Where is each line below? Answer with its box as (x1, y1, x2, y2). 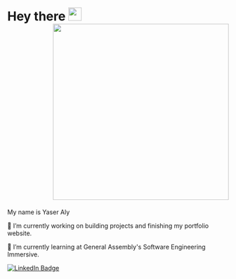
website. (7, 229, 32, 237)
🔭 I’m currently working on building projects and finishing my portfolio (7, 221, 209, 230)
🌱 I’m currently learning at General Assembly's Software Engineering (7, 242, 206, 251)
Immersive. (7, 250, 40, 259)
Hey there (7, 8, 66, 25)
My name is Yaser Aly (7, 208, 70, 216)
